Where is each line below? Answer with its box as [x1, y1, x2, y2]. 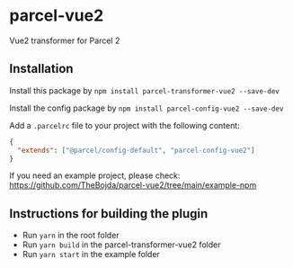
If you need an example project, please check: [9, 170, 181, 181]
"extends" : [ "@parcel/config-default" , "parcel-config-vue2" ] [17, 146, 255, 155]
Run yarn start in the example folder [22, 249, 160, 260]
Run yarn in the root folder [22, 230, 120, 241]
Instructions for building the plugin [9, 206, 209, 221]
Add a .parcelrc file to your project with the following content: [9, 120, 240, 130]
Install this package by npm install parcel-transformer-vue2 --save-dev [9, 85, 280, 95]
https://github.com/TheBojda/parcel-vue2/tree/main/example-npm [9, 180, 257, 191]
